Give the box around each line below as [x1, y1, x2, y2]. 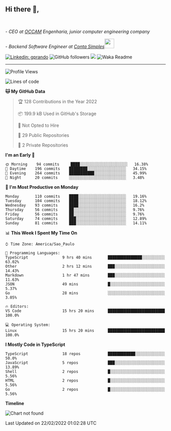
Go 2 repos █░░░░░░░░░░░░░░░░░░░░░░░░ [5, 387, 165, 392]
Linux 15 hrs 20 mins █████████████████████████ [5, 328, 165, 333]
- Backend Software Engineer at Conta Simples [5, 43, 105, 49]
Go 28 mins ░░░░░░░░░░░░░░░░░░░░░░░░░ [5, 291, 165, 296]
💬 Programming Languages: [5, 250, 60, 255]
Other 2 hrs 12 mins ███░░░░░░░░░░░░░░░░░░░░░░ [5, 264, 165, 269]
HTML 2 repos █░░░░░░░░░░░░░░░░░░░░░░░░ [5, 378, 165, 383]
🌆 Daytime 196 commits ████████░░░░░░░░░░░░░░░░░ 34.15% [5, 166, 147, 171]
